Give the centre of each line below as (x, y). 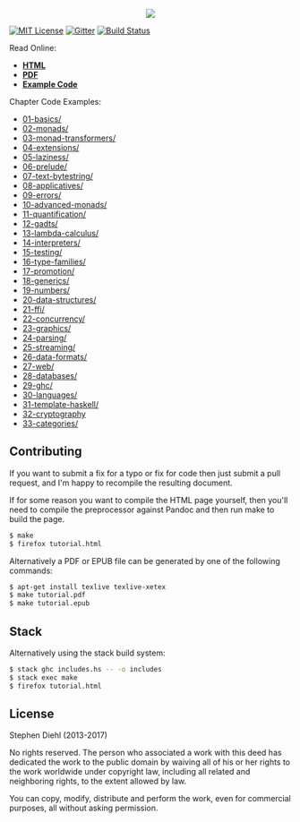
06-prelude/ (44, 167)
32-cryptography (54, 414)
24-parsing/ (44, 338)
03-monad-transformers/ (69, 138)
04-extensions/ (51, 147)
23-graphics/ (47, 328)
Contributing (46, 452)
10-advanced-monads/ (64, 205)
